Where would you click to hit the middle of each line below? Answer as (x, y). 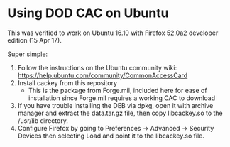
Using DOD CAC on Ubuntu (88, 13)
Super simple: (28, 54)
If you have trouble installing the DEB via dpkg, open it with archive (115, 105)
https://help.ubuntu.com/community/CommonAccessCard (103, 75)
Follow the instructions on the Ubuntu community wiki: (97, 67)
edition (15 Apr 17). (34, 40)
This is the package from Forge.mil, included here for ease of (117, 90)
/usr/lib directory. (43, 120)
